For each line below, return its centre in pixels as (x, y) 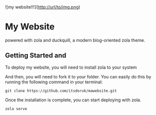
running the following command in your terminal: (54, 82)
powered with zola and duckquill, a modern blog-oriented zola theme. (75, 40)
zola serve (16, 109)
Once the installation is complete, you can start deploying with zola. (73, 100)
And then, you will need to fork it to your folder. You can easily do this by (78, 77)
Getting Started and (36, 56)
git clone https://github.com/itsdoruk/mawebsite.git (61, 91)
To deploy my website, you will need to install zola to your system (71, 67)
